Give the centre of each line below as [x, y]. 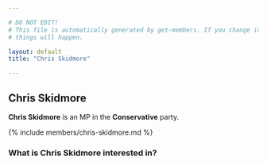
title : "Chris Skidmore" [49, 59]
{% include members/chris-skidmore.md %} [81, 132]
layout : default [35, 51]
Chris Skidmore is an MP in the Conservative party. [94, 116]
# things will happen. [46, 37]
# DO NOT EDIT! [33, 22]
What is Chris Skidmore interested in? [83, 153]
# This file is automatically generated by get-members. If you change [129, 30]
